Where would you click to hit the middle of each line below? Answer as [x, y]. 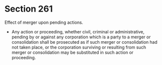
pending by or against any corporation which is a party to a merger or [81, 37]
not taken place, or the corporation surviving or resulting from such [79, 47]
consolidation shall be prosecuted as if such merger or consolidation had [84, 42]
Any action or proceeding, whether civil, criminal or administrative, [78, 32]
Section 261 [29, 9]
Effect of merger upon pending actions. [44, 22]
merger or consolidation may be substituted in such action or [73, 52]
